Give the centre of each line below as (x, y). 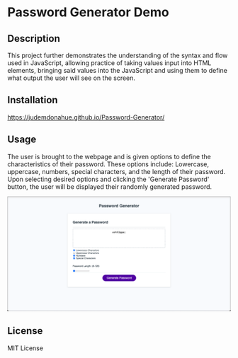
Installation (33, 100)
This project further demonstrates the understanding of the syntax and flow (118, 55)
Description (34, 39)
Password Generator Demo (88, 12)
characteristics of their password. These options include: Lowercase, (108, 164)
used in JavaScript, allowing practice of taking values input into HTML (109, 63)
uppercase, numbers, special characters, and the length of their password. (117, 171)
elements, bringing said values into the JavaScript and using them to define (118, 70)
